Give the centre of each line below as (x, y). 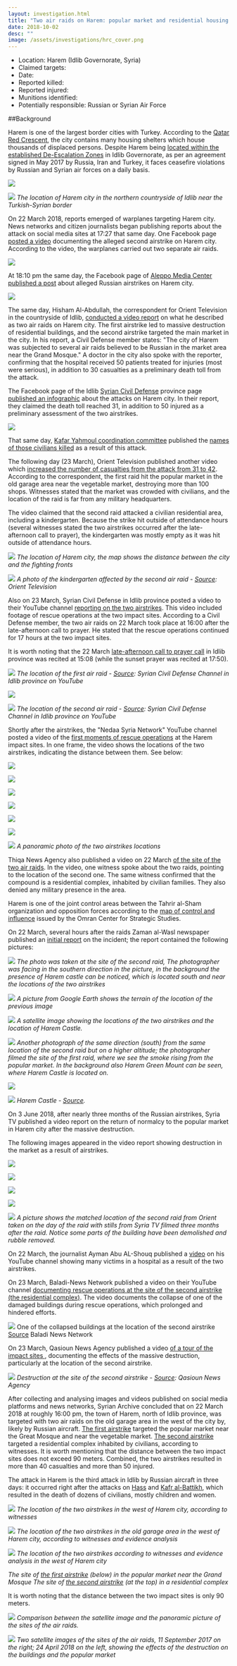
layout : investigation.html (49, 14)
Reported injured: (43, 90)
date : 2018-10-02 (33, 27)
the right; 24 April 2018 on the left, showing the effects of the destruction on (118, 1648)
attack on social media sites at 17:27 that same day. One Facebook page (113, 234)
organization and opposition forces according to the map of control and (111, 911)
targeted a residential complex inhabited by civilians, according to (103, 1444)
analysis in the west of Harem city (58, 1561)
